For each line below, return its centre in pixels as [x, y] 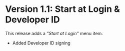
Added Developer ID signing [41, 43]
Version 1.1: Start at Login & [62, 9]
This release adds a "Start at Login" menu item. [54, 33]
